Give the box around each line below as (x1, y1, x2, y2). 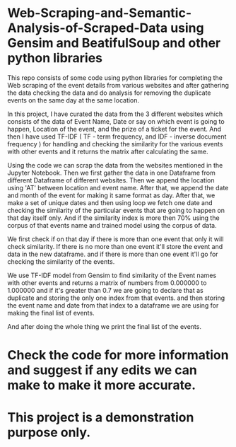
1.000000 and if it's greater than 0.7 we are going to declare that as (7, 286, 203, 294)
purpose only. (7, 424, 91, 441)
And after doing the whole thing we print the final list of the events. (7, 322, 201, 330)
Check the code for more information (7, 347, 229, 364)
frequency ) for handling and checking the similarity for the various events (7, 139, 223, 148)
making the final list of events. (7, 308, 95, 317)
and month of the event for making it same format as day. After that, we (7, 191, 216, 199)
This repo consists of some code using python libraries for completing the (7, 73, 223, 82)
